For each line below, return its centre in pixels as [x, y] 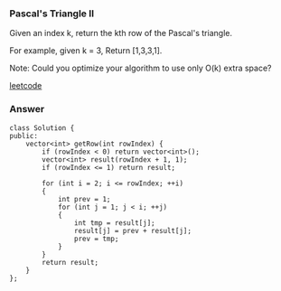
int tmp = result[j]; [114, 223]
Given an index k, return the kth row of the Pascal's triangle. [121, 33]
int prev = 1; [84, 199]
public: [24, 136]
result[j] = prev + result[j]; [133, 230]
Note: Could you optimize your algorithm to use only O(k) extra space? [141, 68]
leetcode [26, 86]
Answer [27, 109]
